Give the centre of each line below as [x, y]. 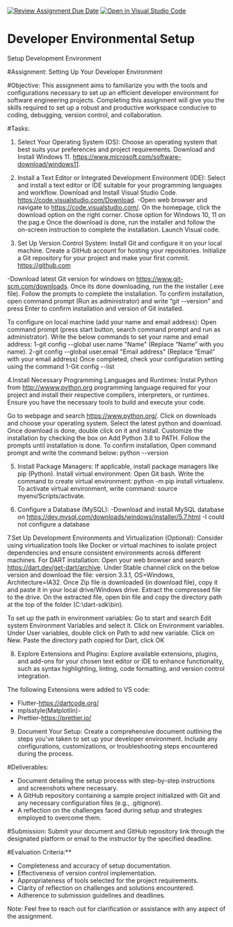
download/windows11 [48, 164]
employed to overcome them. [59, 817]
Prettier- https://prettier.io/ [54, 718]
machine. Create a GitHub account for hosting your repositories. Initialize [122, 250]
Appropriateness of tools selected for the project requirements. [108, 880]
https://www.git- [160, 278]
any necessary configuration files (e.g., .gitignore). [90, 803]
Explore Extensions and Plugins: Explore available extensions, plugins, [118, 654]
